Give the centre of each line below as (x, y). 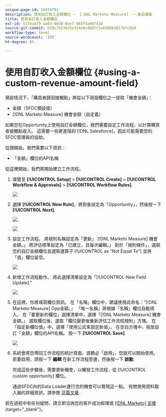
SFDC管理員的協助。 (26, 137)
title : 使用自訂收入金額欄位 (31, 19)
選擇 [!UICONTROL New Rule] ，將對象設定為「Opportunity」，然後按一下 (87, 204)
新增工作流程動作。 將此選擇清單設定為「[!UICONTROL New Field (79, 277)
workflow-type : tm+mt (28, 33)
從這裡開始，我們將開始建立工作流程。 (44, 168)
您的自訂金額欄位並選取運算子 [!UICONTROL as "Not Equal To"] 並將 (82, 251)
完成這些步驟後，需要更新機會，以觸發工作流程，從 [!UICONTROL (79, 369)
